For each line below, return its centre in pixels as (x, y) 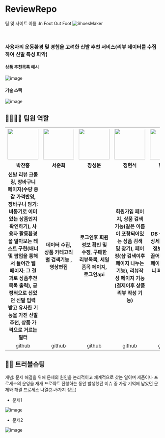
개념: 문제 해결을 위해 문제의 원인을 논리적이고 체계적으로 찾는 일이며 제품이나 (79, 377)
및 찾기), (124, 249)
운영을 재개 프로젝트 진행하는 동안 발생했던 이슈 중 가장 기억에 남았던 (87, 383)
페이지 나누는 (130, 263)
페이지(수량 (20, 189)
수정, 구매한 (94, 253)
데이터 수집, (59, 245)
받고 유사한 (20, 308)
